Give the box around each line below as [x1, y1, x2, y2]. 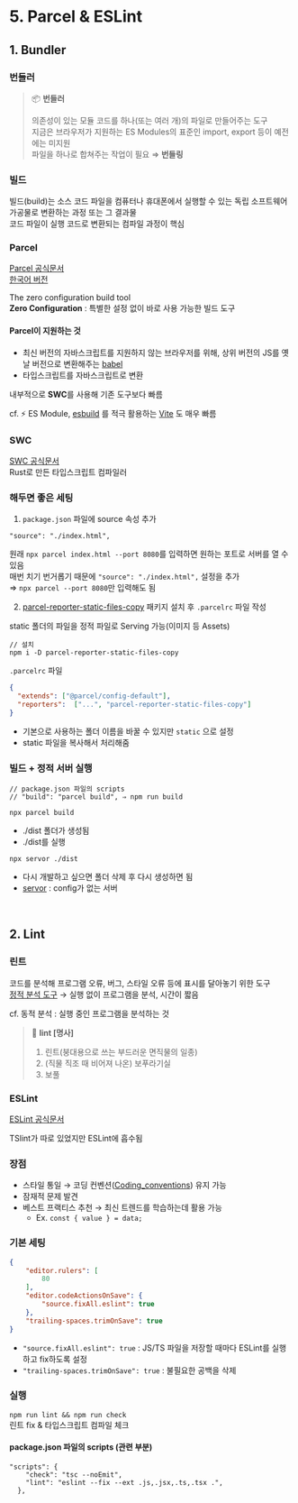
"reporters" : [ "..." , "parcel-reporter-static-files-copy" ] [17, 701, 252, 710]
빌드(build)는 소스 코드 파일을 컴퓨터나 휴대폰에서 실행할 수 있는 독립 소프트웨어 [9, 196, 288, 206]
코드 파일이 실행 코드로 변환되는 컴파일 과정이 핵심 [9, 218, 185, 229]
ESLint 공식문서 [9, 1114, 65, 1124]
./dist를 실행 [22, 837, 66, 848]
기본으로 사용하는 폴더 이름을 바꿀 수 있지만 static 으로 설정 [22, 726, 234, 737]
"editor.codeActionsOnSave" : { [25, 1291, 143, 1300]
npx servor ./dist [9, 855, 78, 864]
